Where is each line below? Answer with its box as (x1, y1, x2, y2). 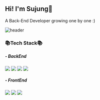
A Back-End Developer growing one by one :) (5, 17, 96, 23)
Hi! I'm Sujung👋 (5, 5, 53, 13)
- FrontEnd (5, 77, 27, 83)
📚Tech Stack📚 (5, 39, 43, 46)
